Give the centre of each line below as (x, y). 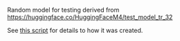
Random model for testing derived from (63, 10)
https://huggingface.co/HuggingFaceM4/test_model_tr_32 (90, 17)
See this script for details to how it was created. (75, 30)
